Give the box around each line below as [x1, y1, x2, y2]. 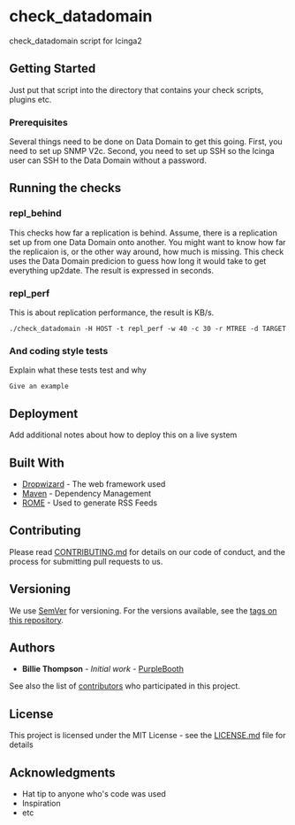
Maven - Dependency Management [21, 488, 152, 498]
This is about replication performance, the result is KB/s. [9, 307, 215, 318]
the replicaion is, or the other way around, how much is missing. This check [9, 246, 284, 257]
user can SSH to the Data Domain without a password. [9, 155, 208, 166]
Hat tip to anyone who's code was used [21, 789, 166, 799]
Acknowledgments [9, 765, 117, 780]
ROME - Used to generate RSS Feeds [21, 497, 157, 508]
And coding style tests [9, 344, 109, 357]
